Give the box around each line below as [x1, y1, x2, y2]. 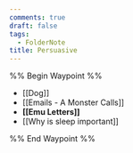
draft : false [9, 21, 58, 30]
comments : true [9, 12, 66, 22]
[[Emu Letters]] [21, 107, 80, 117]
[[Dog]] [21, 88, 50, 99]
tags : [9, 29, 29, 38]
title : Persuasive [9, 46, 78, 55]
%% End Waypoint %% [9, 133, 96, 144]
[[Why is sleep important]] [21, 117, 119, 127]
